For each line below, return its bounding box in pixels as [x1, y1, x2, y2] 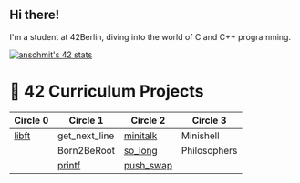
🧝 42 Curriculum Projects [9, 81, 204, 101]
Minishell [181, 129, 221, 142]
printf [57, 158, 81, 171]
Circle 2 [130, 114, 166, 127]
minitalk [123, 129, 158, 142]
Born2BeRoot [57, 144, 116, 157]
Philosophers [181, 144, 238, 157]
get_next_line [57, 129, 115, 142]
